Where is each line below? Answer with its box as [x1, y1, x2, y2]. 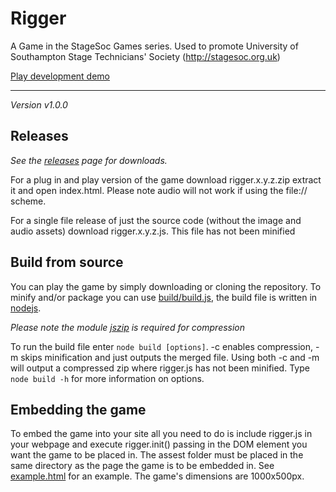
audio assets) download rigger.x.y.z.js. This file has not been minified [10, 225, 296, 237]
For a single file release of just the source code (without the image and [10, 214, 302, 226]
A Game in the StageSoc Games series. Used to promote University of [10, 40, 299, 52]
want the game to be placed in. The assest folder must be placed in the [10, 449, 304, 461]
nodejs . [10, 302, 42, 314]
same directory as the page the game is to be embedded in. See [10, 460, 275, 472]
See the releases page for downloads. [10, 154, 168, 166]
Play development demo [10, 70, 110, 82]
